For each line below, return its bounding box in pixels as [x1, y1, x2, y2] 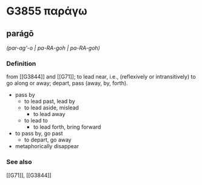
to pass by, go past [15, 130, 63, 137]
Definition [6, 59, 36, 68]
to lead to [24, 117, 49, 125]
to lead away [33, 111, 66, 118]
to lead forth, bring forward [33, 123, 101, 131]
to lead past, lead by [24, 98, 76, 105]
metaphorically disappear [15, 143, 79, 150]
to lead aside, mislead [24, 104, 79, 111]
